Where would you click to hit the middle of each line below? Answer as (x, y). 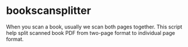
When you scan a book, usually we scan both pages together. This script (94, 27)
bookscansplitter (48, 11)
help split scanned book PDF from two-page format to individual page (90, 32)
